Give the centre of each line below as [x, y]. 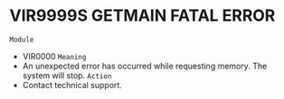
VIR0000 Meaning [54, 56]
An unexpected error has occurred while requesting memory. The [145, 66]
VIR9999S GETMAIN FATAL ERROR [142, 16]
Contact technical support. [72, 85]
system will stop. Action [67, 75]
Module [22, 40]
